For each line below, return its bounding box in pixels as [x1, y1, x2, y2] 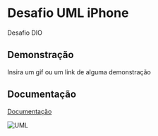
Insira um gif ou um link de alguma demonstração [7, 67, 152, 76]
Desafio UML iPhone [7, 5, 129, 21]
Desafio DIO [7, 28, 42, 37]
